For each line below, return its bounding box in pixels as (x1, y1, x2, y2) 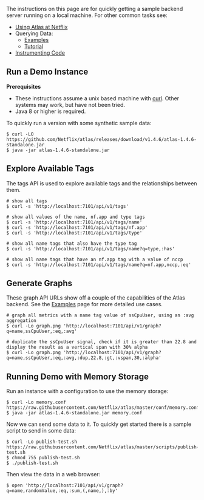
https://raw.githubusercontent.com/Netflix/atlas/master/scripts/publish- (6, 444, 200, 450)
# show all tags (6, 197, 47, 204)
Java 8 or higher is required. (15, 108, 86, 115)
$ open (6, 482, 23, 488)
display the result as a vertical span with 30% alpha (6, 344, 148, 351)
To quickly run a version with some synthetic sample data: (6, 119, 152, 126)
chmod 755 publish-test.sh (12, 455, 80, 461)
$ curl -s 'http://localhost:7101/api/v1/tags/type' (6, 230, 143, 236)
